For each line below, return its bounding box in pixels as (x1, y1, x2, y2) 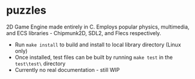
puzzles (6, 4, 47, 17)
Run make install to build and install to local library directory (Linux (14, 41, 181, 48)
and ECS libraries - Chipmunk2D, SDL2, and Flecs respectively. (6, 29, 162, 36)
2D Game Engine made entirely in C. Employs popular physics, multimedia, (6, 23, 190, 30)
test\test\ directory (14, 60, 66, 67)
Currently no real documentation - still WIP (14, 66, 120, 73)
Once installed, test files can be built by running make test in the (14, 53, 173, 61)
